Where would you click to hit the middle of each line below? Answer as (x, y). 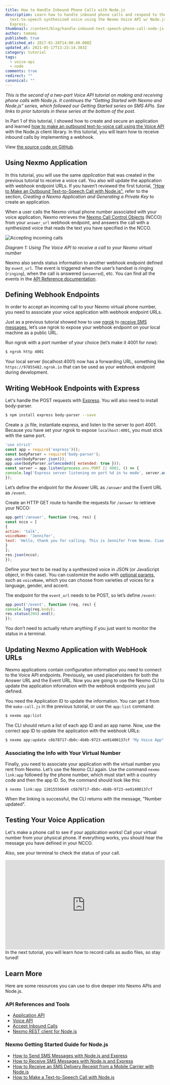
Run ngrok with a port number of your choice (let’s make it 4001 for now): (82, 343)
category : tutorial (26, 52)
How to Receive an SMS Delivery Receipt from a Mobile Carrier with (83, 1066)
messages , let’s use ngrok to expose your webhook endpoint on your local (83, 328)
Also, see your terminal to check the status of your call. (63, 853)
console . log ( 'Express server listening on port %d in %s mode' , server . (83, 473)
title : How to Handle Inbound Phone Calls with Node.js (65, 10)
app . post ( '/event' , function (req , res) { (51, 605)
